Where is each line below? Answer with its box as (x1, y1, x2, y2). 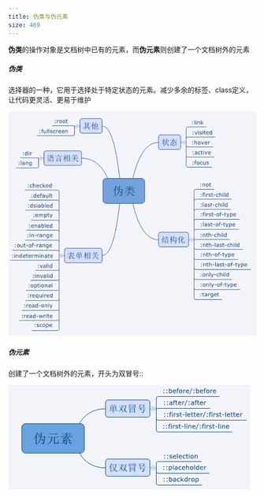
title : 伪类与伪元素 (8, 13, 69, 20)
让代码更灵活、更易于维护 (8, 95, 91, 105)
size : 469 (8, 20, 41, 29)
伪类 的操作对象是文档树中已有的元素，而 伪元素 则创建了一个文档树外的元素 (8, 44, 250, 54)
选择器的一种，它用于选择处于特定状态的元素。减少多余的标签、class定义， (8, 85, 254, 95)
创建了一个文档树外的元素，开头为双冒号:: (8, 369, 144, 378)
